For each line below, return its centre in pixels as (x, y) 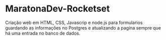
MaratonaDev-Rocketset (58, 9)
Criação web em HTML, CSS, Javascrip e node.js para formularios (74, 22)
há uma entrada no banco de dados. (43, 33)
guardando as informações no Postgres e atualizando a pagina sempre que (83, 27)
